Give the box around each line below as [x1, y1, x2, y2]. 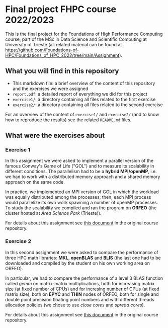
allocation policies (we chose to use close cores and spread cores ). [5, 302, 145, 308]
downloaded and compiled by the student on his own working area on [5, 260, 150, 266]
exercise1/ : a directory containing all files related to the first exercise [12, 96, 156, 102]
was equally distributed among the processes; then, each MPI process [5, 194, 151, 200]
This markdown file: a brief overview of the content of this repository [12, 80, 155, 86]
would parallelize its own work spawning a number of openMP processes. [5, 200, 158, 206]
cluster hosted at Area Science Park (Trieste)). [5, 210, 102, 216]
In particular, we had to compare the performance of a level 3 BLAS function [5, 275, 163, 281]
